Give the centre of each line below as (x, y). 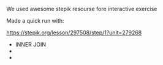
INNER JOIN (31, 44)
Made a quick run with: (35, 21)
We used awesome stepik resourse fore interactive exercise (82, 9)
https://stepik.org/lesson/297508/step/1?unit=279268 (74, 32)
